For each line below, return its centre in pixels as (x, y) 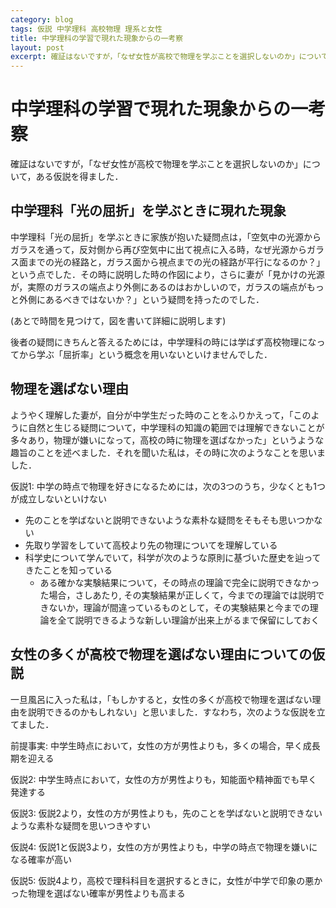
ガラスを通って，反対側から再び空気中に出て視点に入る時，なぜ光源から (159, 249)
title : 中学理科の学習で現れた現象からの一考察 (97, 38)
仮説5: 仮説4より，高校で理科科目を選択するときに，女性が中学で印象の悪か (166, 880)
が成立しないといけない (58, 498)
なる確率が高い (41, 859)
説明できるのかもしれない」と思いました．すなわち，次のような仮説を (172, 712)
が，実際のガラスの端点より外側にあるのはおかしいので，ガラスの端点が (158, 287)
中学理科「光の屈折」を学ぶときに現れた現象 (148, 211)
